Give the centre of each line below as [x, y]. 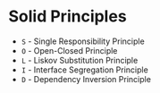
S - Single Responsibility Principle [83, 41]
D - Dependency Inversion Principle [86, 79]
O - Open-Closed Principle [69, 50]
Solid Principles [67, 17]
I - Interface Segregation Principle [84, 70]
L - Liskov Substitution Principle [80, 60]
